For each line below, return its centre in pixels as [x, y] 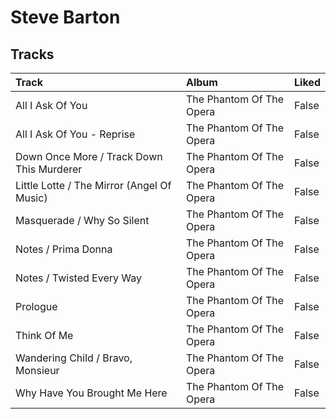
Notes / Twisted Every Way [78, 278]
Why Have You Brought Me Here [91, 393]
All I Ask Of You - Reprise [75, 134]
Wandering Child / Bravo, [74, 358]
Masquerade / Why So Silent [82, 220]
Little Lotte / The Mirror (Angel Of [93, 185]
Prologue [36, 306]
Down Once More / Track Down [89, 156]
